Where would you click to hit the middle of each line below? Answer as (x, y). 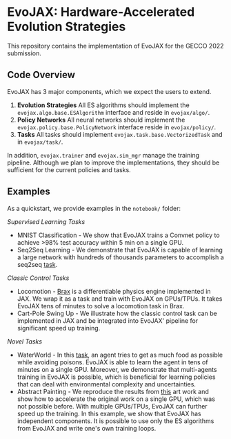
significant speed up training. (59, 328)
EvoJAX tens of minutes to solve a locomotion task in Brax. (101, 306)
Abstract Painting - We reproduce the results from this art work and (113, 391)
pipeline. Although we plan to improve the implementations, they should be (113, 162)
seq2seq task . (37, 264)
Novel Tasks (25, 341)
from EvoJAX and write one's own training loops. (87, 428)
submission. (24, 53)
